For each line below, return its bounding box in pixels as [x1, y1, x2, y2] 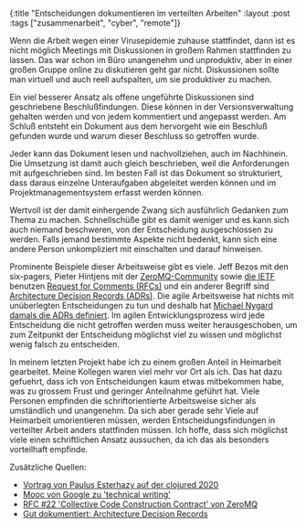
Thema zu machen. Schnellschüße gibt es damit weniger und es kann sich [9, 215, 290, 225]
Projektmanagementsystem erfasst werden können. [9, 187, 204, 197]
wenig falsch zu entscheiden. [9, 339, 121, 350]
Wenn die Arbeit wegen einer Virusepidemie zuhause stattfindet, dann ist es [9, 36, 296, 46]
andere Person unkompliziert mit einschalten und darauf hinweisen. [9, 244, 264, 254]
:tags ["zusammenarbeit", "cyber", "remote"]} [9, 17, 181, 28]
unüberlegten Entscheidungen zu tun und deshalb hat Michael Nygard [9, 301, 274, 311]
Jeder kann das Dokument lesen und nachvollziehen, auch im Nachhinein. [9, 148, 289, 159]
